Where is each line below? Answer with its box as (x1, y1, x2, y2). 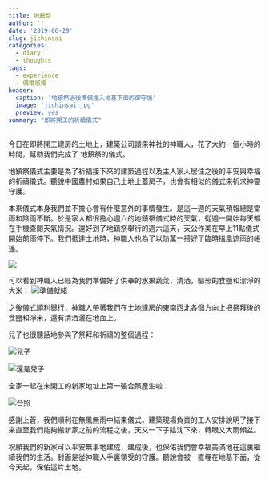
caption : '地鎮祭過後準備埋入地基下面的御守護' (15, 94, 157, 102)
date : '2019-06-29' (8, 26, 74, 35)
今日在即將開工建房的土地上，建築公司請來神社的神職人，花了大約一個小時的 (8, 139, 261, 148)
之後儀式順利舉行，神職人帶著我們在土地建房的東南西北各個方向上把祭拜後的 (8, 302, 261, 312)
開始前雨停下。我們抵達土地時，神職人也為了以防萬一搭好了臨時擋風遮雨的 (8, 233, 254, 243)
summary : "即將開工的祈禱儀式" (8, 116, 102, 124)
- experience (15, 71, 59, 79)
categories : (8, 42, 48, 50)
